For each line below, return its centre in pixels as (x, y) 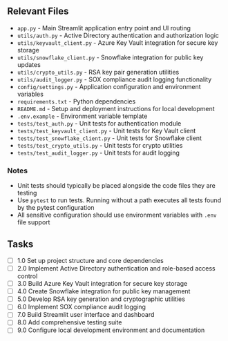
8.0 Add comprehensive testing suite (69, 322)
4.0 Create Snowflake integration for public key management (104, 291)
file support (34, 222)
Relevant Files (38, 11)
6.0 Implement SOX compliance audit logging (82, 307)
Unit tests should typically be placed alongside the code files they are (116, 186)
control (27, 276)
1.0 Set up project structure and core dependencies (90, 260)
